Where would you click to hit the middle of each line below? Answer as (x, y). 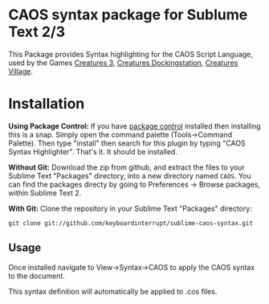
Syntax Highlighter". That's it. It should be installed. (93, 151)
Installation (47, 104)
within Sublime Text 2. (45, 193)
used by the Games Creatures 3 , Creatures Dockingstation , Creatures (123, 63)
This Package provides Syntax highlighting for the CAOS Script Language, (130, 54)
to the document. (37, 276)
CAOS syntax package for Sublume (128, 15)
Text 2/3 (37, 32)
